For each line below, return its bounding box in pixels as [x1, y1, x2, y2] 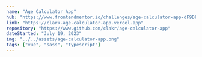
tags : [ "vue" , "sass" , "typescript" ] [6, 42, 101, 48]
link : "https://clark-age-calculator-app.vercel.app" [6, 20, 144, 26]
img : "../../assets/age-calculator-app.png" [6, 36, 120, 42]
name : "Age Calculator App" [6, 8, 77, 15]
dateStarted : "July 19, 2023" [6, 31, 82, 37]
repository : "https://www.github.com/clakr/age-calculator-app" [6, 25, 171, 31]
